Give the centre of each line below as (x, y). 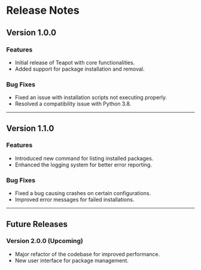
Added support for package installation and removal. (80, 69)
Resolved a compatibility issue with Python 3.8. (73, 104)
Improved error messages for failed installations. (74, 200)
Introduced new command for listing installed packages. (84, 158)
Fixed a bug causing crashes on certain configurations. (83, 193)
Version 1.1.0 (30, 128)
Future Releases (37, 224)
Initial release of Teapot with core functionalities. (75, 62)
